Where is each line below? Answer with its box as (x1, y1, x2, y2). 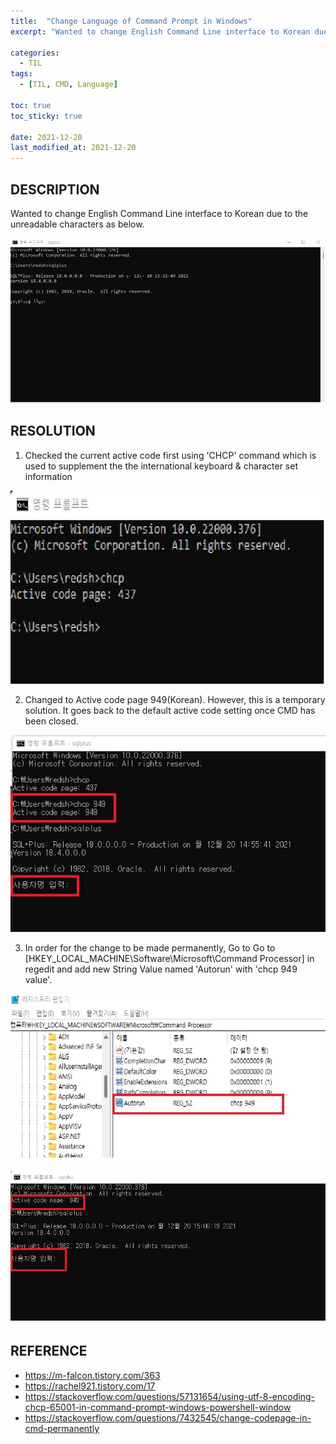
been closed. (24, 715, 79, 727)
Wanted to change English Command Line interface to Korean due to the (10, 207, 309, 219)
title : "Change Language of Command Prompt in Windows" (10, 16, 253, 26)
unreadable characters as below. (10, 218, 145, 230)
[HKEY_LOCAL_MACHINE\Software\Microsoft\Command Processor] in (24, 952, 315, 964)
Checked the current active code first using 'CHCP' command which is (24, 449, 317, 461)
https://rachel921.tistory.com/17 (24, 1380, 156, 1392)
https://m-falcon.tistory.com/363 (24, 1369, 161, 1381)
